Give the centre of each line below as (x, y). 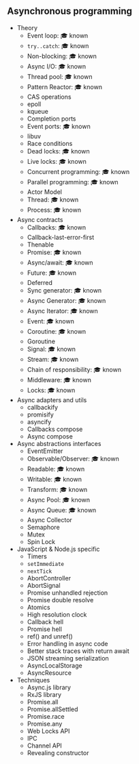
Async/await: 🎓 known (60, 262)
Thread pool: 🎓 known (60, 76)
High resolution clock (57, 614)
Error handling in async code (67, 643)
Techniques (33, 680)
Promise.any (45, 724)
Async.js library (49, 687)
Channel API (45, 745)
